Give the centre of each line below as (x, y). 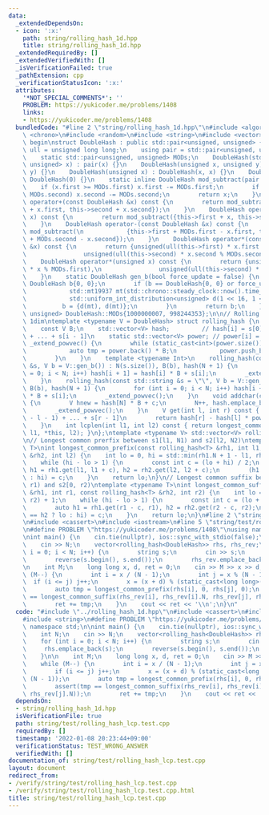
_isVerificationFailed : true (64, 68)
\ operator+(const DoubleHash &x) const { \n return (123, 202)
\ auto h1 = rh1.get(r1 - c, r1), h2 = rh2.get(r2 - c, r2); (139, 507)
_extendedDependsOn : (50, 23)
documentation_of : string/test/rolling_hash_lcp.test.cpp (107, 761)
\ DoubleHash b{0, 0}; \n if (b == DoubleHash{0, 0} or (128, 284)
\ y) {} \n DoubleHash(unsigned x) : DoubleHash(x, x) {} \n (128, 172)
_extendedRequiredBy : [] (57, 53)
